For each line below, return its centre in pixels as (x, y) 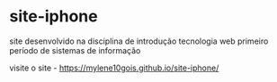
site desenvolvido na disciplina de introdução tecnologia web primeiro (139, 41)
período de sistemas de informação (75, 50)
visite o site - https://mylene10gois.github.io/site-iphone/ (114, 68)
